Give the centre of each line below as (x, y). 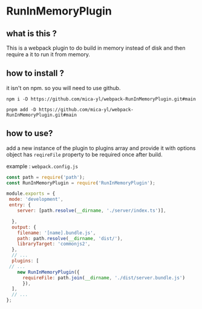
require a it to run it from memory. (48, 54)
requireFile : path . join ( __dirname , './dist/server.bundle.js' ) (104, 278)
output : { (24, 227)
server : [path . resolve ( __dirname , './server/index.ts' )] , (92, 210)
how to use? (30, 133)
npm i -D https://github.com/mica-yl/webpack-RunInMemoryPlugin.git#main (101, 99)
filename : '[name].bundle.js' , (57, 233)
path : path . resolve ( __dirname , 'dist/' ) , (70, 238)
